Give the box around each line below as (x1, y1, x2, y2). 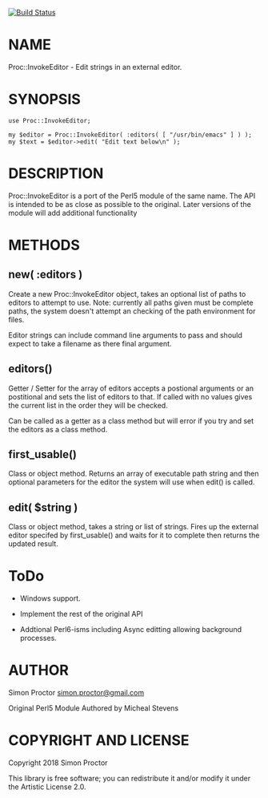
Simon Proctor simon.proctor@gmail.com (8, 688, 145, 698)
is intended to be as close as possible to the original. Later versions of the (8, 199, 252, 209)
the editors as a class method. (8, 424, 108, 434)
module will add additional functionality (8, 208, 138, 217)
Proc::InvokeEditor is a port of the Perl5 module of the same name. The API (8, 191, 256, 201)
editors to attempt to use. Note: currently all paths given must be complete (8, 298, 254, 307)
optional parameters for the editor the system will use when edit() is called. (8, 477, 255, 487)
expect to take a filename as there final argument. (8, 338, 172, 348)
